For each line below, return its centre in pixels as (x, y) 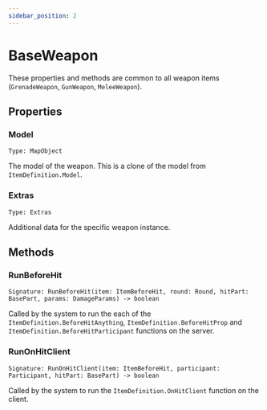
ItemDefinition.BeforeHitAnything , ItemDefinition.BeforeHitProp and (125, 322)
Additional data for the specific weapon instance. (89, 227)
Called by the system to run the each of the (80, 314)
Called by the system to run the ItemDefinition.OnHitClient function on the (133, 390)
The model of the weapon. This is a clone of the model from (107, 166)
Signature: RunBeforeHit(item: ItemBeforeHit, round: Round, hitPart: (129, 292)
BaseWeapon (53, 55)
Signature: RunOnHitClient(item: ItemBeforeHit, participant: (114, 368)
